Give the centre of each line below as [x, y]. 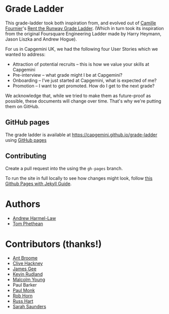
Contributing [26, 156]
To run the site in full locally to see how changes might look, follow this [79, 178]
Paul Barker [25, 285]
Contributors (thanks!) [54, 244]
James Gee [25, 269]
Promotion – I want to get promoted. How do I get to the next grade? [83, 86]
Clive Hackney [28, 263]
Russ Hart [23, 301]
